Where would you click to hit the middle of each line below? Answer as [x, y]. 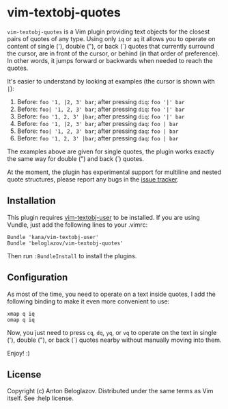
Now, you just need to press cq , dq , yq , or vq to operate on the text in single [112, 332]
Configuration [38, 278]
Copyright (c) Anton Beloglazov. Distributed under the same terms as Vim [110, 391]
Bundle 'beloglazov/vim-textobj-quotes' [66, 243]
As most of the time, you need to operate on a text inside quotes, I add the [112, 294]
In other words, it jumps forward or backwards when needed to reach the [110, 60]
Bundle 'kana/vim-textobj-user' [53, 237]
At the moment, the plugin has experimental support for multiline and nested [114, 172]
